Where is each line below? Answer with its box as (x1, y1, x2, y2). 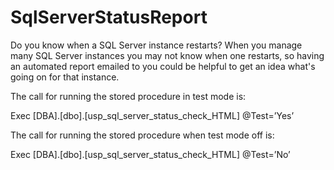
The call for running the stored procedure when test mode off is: (10, 129, 275, 141)
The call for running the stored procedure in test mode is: (10, 90, 247, 102)
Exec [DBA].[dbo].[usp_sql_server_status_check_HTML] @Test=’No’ (10, 148, 291, 160)
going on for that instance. (10, 71, 120, 83)
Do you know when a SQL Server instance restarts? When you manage (10, 39, 303, 51)
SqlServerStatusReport (10, 6, 208, 29)
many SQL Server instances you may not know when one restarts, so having (10, 49, 325, 61)
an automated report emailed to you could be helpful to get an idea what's (10, 60, 316, 72)
